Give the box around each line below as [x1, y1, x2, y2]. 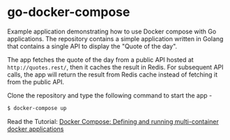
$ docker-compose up [7, 104, 68, 111]
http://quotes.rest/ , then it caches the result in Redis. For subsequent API [7, 63, 224, 71]
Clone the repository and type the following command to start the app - [7, 91, 213, 100]
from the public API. [7, 77, 65, 86]
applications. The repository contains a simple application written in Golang [7, 34, 224, 42]
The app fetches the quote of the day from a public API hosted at [7, 55, 194, 63]
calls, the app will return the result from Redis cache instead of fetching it [7, 70, 218, 79]
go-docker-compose [7, 4, 130, 20]
